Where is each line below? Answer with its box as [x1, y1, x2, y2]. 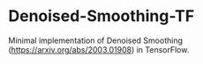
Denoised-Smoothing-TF [8, 6, 195, 26]
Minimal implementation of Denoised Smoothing [8, 35, 183, 46]
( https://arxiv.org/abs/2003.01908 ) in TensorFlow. [8, 44, 190, 54]
